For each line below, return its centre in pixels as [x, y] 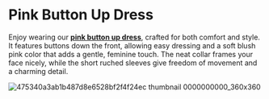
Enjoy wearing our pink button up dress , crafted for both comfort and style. [134, 37]
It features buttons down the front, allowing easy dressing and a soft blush [132, 45]
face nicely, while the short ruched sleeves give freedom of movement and [133, 63]
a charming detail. [38, 71]
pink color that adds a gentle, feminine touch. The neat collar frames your [130, 54]
